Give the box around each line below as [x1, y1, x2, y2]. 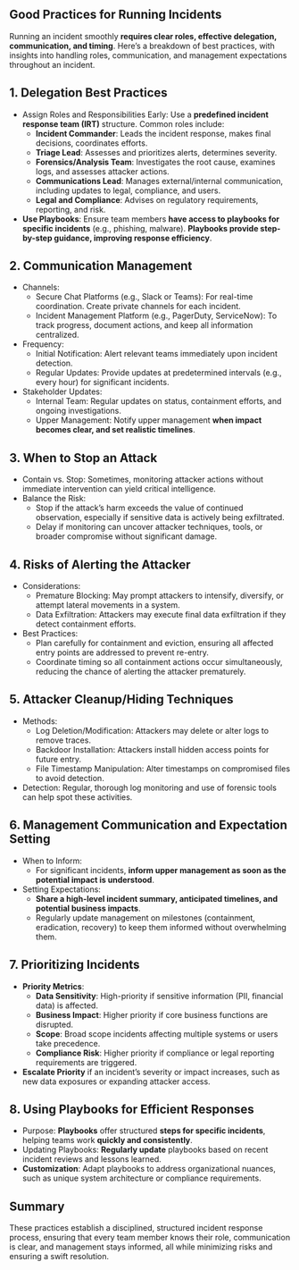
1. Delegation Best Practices [9, 85, 168, 101]
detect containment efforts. [35, 618, 137, 629]
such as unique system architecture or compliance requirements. [21, 1173, 262, 1183]
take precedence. [35, 1038, 101, 1048]
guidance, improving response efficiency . [54, 232, 212, 243]
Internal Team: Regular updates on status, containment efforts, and [35, 396, 282, 407]
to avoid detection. [35, 772, 104, 783]
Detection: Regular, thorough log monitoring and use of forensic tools [21, 782, 277, 793]
